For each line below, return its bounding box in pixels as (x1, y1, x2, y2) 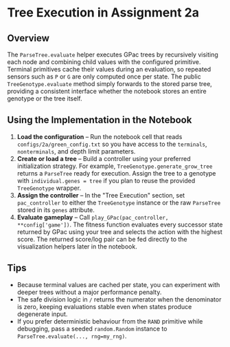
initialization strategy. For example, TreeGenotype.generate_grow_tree (16, 162, 213, 170)
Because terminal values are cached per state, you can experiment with (16, 280, 220, 288)
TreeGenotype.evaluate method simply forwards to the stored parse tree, (7, 80, 213, 87)
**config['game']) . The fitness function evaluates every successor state (16, 220, 223, 229)
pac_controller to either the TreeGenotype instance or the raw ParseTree (16, 198, 221, 207)
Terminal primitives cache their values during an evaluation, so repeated (7, 65, 211, 73)
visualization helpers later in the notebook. (16, 242, 137, 251)
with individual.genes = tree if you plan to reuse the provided (16, 176, 196, 185)
